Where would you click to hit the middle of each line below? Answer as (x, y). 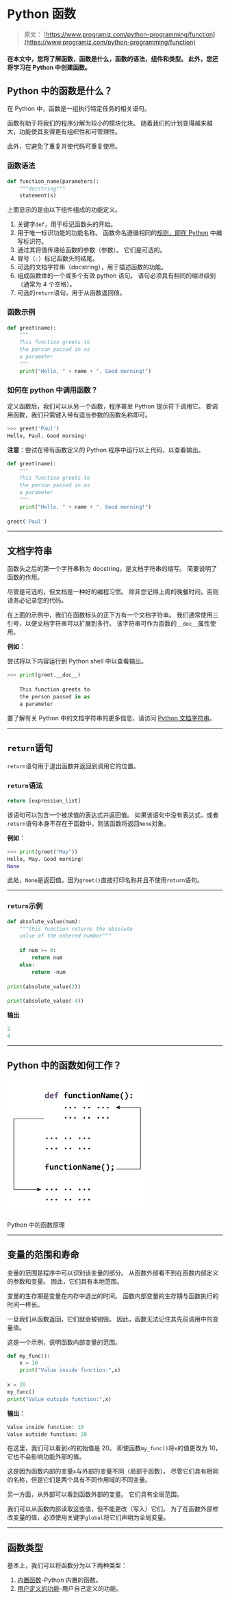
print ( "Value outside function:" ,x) (59, 1399)
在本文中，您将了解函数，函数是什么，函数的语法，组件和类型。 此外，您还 (113, 58)
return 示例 (25, 906)
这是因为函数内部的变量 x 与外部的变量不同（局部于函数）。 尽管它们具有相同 (113, 1472)
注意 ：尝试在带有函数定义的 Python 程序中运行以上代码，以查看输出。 (106, 450)
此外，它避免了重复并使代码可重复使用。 (64, 146)
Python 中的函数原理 (36, 1225)
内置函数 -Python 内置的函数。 (59, 1580)
